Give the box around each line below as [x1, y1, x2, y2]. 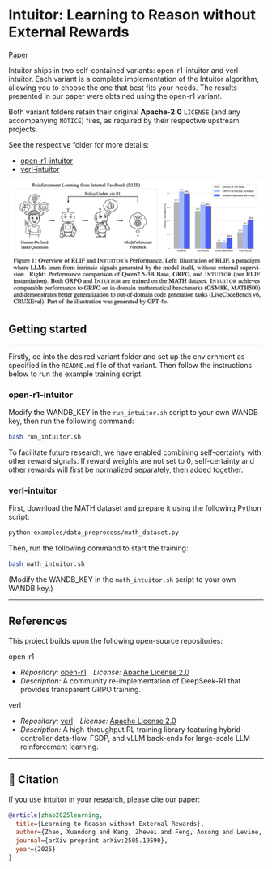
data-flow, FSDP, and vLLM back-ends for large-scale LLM [53, 733, 251, 743]
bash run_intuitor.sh [8, 433, 82, 441]
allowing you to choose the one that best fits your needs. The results [8, 83, 237, 92]
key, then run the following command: [8, 416, 134, 426]
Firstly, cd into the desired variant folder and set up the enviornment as [8, 351, 245, 362]
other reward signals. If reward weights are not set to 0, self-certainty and [8, 456, 255, 465]
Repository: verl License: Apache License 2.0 [19, 716, 176, 726]
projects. [8, 124, 38, 134]
